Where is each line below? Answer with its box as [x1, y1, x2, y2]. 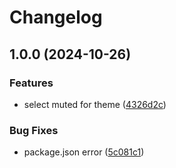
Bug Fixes [9, 123, 59, 137]
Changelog [9, 6, 103, 29]
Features [9, 76, 54, 90]
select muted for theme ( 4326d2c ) [23, 98, 167, 110]
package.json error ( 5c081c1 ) [23, 146, 145, 158]
